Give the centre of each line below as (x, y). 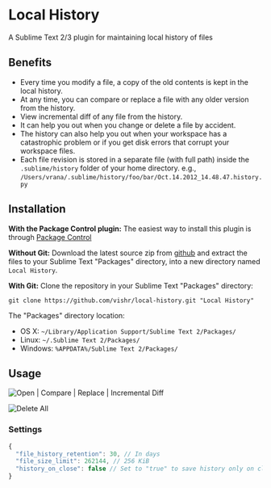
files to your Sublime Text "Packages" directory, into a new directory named (134, 261)
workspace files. (48, 150)
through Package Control (50, 237)
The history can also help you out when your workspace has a (123, 133)
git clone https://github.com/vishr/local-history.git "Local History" (131, 301)
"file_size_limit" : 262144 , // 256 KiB (83, 461)
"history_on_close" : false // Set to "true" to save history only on (135, 469)
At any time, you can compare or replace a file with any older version (134, 99)
